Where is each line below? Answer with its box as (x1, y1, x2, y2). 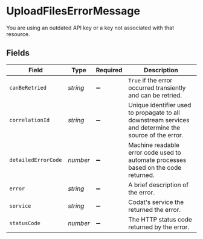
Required (95, 66, 123, 74)
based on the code (128, 163, 182, 172)
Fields (6, 48, 30, 58)
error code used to (128, 148, 181, 157)
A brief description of (128, 181, 189, 189)
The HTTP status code (128, 215, 192, 223)
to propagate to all (128, 108, 180, 117)
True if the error (128, 76, 173, 84)
